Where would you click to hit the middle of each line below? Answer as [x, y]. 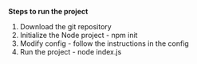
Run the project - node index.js [71, 52]
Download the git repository [65, 26]
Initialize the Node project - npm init [79, 35]
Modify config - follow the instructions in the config [104, 43]
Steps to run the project [48, 11]
